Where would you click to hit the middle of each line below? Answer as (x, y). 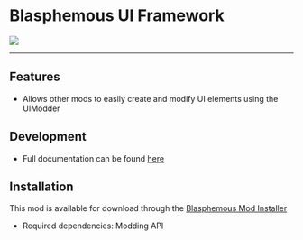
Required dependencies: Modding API (93, 226)
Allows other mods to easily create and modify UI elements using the (150, 98)
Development (48, 137)
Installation (41, 186)
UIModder (41, 108)
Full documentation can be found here (93, 158)
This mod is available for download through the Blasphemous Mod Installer (148, 208)
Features (35, 77)
